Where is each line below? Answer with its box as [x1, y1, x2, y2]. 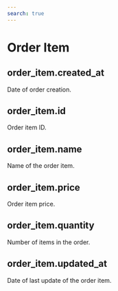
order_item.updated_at [7, 258, 108, 270]
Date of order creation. [7, 85, 72, 94]
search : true [7, 10, 45, 17]
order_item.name [7, 143, 82, 155]
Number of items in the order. [7, 238, 91, 246]
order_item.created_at [7, 67, 105, 79]
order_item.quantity [7, 219, 95, 231]
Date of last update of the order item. [7, 276, 112, 284]
